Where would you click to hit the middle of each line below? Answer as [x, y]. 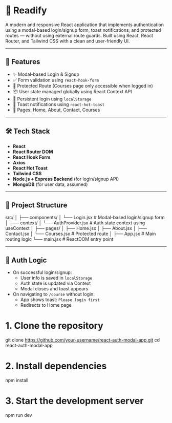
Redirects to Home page [46, 305]
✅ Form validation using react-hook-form [56, 80]
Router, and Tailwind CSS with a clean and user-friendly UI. [68, 41]
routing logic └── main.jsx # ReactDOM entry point [59, 239]
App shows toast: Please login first [60, 300]
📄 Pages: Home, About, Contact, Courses [56, 110]
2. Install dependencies [56, 366]
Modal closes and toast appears [54, 289]
